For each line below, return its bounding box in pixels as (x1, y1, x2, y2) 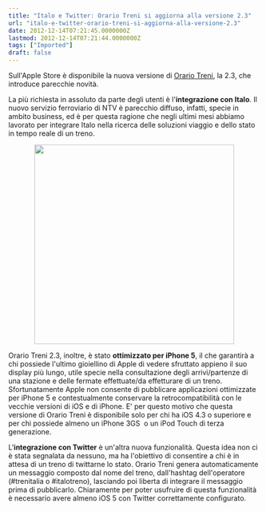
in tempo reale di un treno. (8, 129, 95, 138)
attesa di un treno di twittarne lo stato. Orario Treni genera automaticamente (8, 460, 259, 469)
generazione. (8, 427, 52, 436)
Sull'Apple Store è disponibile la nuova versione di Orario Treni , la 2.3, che (8, 71, 252, 80)
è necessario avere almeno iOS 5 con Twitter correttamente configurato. (8, 493, 247, 503)
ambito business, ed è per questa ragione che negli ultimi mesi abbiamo (8, 112, 245, 121)
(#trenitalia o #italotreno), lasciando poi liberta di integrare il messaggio (8, 477, 244, 485)
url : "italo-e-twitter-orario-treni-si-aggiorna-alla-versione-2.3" (8, 19, 241, 27)
